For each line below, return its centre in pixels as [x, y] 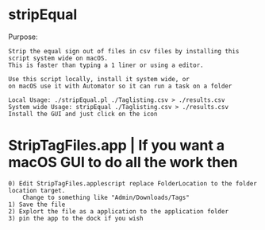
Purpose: [23, 37]
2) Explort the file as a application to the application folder [118, 211]
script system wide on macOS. [58, 58]
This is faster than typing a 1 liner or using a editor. [106, 65]
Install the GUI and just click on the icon [83, 114]
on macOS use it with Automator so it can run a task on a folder [120, 86]
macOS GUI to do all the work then [123, 163]
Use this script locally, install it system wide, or [99, 79]
